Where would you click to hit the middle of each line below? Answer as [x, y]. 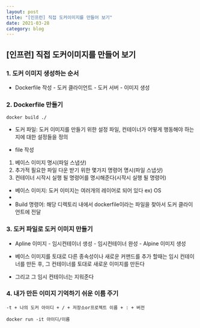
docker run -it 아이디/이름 [38, 319]
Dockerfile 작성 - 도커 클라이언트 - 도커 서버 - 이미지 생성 [82, 87]
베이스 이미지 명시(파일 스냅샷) [51, 163]
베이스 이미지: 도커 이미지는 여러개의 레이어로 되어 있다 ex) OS [88, 191]
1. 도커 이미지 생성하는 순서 [43, 73]
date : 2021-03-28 [28, 23]
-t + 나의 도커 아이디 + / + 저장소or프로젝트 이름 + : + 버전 [76, 307]
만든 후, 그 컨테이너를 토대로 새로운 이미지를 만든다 [86, 263]
